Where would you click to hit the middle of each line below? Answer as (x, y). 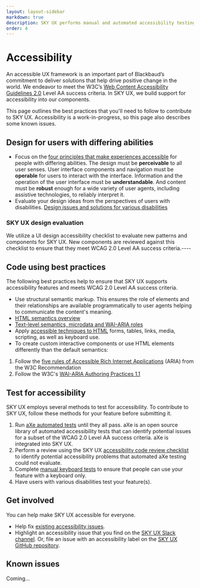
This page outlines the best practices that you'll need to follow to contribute (99, 111)
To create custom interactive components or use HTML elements (94, 343)
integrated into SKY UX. (44, 443)
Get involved (30, 501)
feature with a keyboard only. (51, 475)
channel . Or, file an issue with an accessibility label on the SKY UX (96, 539)
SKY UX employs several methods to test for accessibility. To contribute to (97, 407)
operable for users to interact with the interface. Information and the (99, 176)
